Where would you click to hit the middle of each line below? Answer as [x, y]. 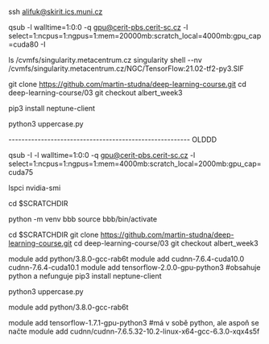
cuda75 [21, 172]
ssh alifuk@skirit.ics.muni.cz [56, 12]
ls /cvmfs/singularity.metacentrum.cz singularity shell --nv [106, 60]
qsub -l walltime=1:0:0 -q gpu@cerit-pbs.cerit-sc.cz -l [98, 27]
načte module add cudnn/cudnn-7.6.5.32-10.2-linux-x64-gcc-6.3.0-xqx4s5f [134, 331]
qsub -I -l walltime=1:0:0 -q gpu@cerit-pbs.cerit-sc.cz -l [102, 155]
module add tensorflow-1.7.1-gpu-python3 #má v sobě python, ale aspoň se [134, 323]
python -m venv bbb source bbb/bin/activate [83, 219]
